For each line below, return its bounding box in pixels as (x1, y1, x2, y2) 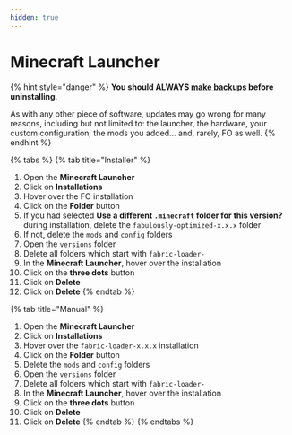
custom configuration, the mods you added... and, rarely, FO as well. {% (10, 127, 276, 138)
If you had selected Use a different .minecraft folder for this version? (22, 210, 283, 221)
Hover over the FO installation (22, 190, 133, 202)
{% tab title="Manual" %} (10, 303, 105, 314)
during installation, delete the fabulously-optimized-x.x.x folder (22, 219, 262, 230)
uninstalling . (10, 91, 58, 101)
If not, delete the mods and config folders (22, 229, 173, 239)
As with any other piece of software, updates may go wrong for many (10, 109, 267, 119)
